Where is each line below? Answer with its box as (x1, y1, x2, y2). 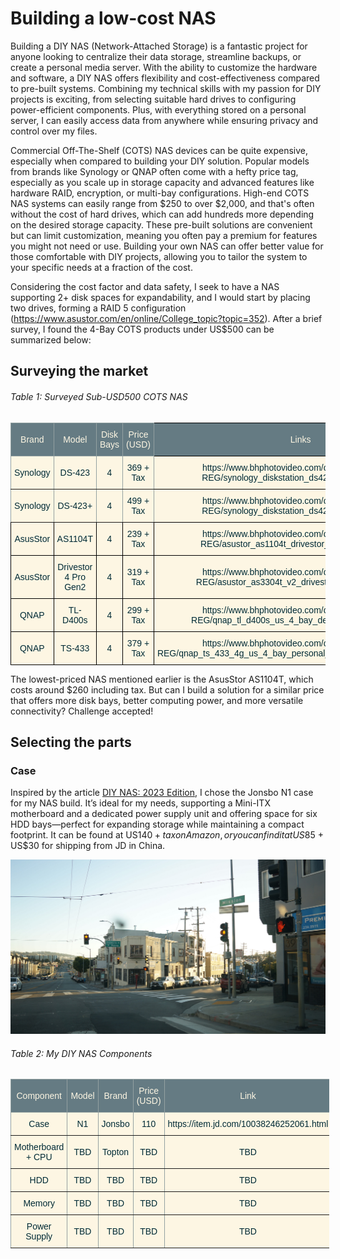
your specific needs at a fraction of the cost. (10, 261, 193, 273)
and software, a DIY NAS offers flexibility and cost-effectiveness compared (10, 72, 320, 84)
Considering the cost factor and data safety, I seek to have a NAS (10, 280, 280, 292)
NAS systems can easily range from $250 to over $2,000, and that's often (10, 197, 315, 209)
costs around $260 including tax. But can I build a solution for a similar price (10, 683, 325, 696)
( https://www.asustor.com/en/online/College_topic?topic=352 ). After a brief (10, 312, 323, 324)
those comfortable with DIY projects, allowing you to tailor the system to (10, 250, 308, 262)
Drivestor (57, 561, 93, 572)
